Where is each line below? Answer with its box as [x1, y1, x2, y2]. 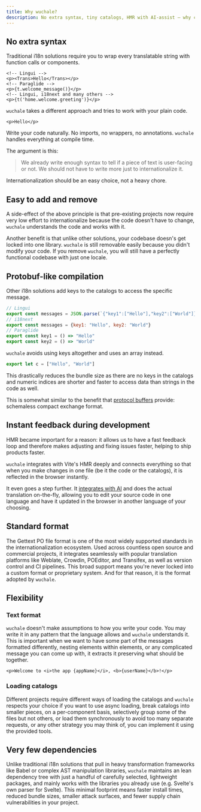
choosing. [6, 504, 31, 511]
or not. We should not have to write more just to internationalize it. [20, 166, 184, 173]
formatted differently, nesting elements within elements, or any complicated [6, 643, 193, 651]
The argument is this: [6, 148, 59, 155]
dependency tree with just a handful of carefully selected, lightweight [6, 774, 178, 781]
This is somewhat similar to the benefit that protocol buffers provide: [6, 396, 175, 403]
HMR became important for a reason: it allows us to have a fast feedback [6, 436, 186, 443]
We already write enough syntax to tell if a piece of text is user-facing [20, 159, 193, 166]
